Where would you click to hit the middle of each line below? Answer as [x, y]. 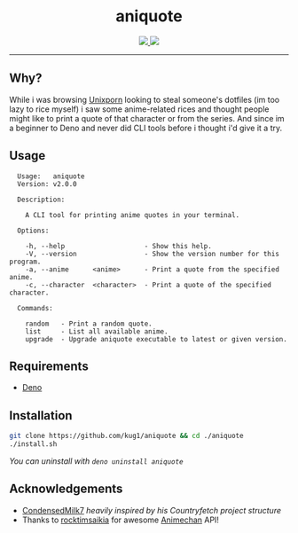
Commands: [35, 308]
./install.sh [33, 444]
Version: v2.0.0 [47, 184]
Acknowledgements [66, 489]
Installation [41, 415]
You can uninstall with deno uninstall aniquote [96, 461]
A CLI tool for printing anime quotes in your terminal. [133, 215]
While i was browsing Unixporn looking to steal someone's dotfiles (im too [145, 99]
